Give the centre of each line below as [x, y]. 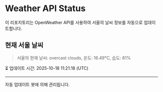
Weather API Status [45, 8]
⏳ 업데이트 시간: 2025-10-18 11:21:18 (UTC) [47, 68]
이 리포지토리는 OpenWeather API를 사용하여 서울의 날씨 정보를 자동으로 [74, 22]
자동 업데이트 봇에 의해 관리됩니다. [37, 84]
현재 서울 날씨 [24, 45]
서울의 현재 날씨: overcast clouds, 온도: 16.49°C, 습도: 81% [74, 58]
